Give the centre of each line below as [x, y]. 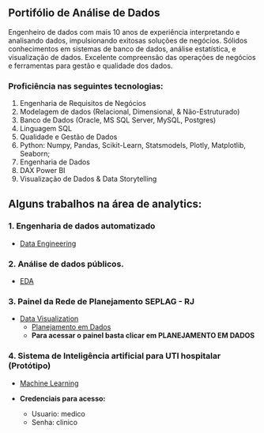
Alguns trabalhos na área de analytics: [105, 203]
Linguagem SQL [46, 129]
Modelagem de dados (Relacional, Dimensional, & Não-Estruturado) [130, 112]
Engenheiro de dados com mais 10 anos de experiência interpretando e [124, 32]
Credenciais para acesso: [62, 398]
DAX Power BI [42, 171]
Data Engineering [48, 243]
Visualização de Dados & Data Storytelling [88, 179]
